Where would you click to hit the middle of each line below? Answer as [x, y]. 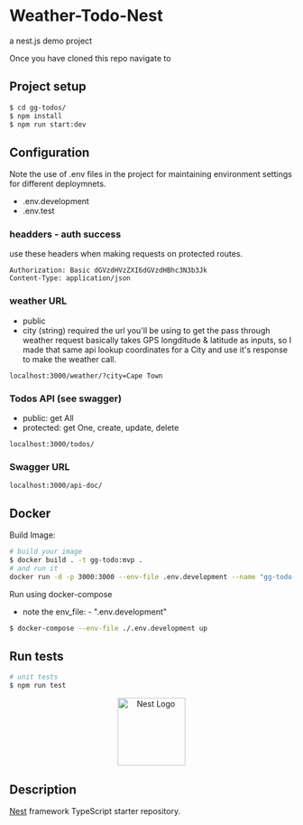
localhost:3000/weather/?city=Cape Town [87, 376]
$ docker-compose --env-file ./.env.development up [108, 628]
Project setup [48, 87]
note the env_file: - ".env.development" [95, 612]
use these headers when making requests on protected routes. [126, 254]
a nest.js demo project [51, 41]
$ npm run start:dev [48, 124]
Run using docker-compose [61, 594]
